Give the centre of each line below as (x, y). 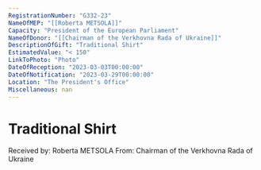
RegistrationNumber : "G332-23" (60, 15)
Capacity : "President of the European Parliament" (94, 30)
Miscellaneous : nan (40, 89)
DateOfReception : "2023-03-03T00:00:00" (76, 68)
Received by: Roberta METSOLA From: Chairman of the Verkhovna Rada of (131, 151)
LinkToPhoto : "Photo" (44, 60)
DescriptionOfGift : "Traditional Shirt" (76, 45)
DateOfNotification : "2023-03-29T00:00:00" (81, 75)
